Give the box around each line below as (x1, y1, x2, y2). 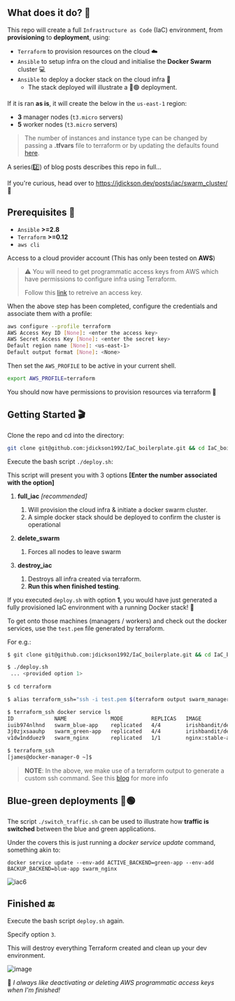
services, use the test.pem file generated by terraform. (7, 624, 165, 633)
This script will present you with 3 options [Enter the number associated (7, 471, 218, 479)
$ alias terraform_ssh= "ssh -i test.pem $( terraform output (7, 696, 187, 703)
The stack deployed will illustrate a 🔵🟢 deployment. (27, 83, 178, 91)
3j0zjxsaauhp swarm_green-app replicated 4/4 (7, 728, 161, 736)
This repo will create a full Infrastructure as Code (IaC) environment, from (7, 25, 223, 34)
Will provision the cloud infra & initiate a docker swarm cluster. (27, 505, 208, 513)
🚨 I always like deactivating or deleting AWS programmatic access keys (7, 978, 215, 986)
